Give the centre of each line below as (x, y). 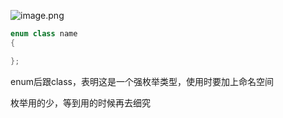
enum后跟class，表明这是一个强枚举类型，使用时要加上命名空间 (142, 81)
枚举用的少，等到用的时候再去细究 (80, 102)
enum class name (44, 34)
